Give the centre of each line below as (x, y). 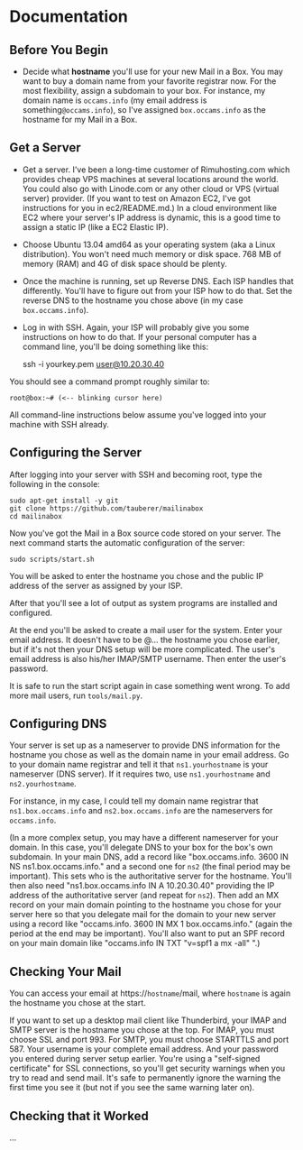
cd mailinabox (36, 516)
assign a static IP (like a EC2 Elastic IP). (95, 226)
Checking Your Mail (65, 971)
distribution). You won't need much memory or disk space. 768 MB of (151, 253)
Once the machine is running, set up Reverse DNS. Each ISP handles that (158, 281)
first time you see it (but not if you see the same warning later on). (132, 1088)
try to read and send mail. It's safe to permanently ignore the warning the (145, 1078)
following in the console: (55, 483)
